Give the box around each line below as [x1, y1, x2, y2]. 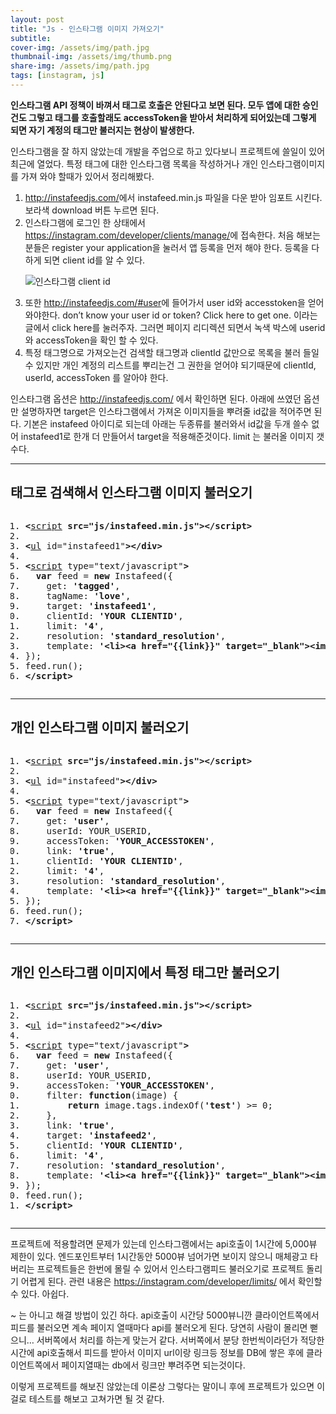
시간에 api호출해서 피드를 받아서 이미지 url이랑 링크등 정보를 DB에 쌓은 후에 [10, 1347, 305, 1359]
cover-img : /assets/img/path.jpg [10, 42, 150, 53]
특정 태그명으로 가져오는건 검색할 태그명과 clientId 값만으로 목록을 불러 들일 [24, 346, 320, 358]
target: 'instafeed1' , [46, 600, 158, 611]
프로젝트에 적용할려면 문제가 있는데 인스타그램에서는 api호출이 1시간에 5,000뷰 [10, 1238, 318, 1250]
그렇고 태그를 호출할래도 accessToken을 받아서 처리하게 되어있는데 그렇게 [28, 111, 317, 123]
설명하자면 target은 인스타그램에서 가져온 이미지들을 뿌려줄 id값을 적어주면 [20, 405, 312, 417]
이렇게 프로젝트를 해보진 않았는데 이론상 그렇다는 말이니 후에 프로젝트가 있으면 [10, 1381, 315, 1393]
